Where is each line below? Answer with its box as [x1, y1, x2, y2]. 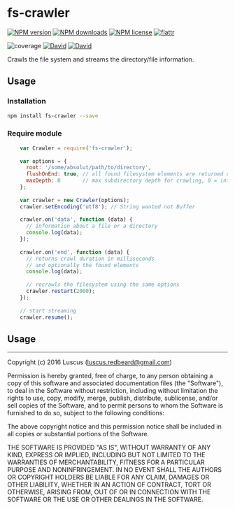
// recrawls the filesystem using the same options [25, 281, 180, 288]
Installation [7, 96, 47, 106]
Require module [7, 129, 62, 138]
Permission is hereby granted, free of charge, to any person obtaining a [7, 372, 213, 380]
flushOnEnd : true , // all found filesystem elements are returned [25, 171, 224, 178]
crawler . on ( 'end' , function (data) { [20, 248, 130, 256]
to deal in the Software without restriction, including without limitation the [7, 387, 218, 395]
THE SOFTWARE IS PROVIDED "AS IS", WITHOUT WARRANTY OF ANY [7, 443, 211, 452]
